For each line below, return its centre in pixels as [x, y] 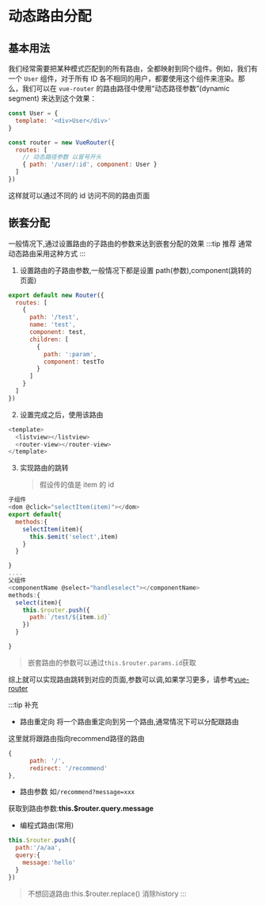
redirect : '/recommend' [68, 768]
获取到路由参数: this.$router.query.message [81, 808]
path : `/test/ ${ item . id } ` [70, 617]
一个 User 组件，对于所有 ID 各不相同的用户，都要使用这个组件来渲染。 [123, 79]
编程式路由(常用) [47, 825]
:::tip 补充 [23, 704]
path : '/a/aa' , [38, 848]
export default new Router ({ [56, 295]
